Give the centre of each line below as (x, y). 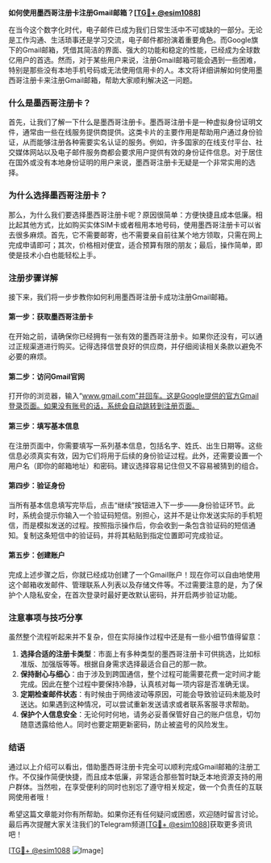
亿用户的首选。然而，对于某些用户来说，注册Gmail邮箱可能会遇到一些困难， (134, 60)
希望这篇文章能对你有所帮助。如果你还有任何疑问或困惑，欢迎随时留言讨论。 (135, 814)
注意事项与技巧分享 (46, 618)
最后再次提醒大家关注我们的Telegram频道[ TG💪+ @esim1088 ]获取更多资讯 (130, 824)
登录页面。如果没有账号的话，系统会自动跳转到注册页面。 (104, 406)
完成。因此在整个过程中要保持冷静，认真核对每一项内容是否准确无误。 (137, 684)
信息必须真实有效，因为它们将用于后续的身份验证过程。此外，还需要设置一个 (135, 456)
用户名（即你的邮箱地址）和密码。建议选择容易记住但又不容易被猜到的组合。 (135, 465)
